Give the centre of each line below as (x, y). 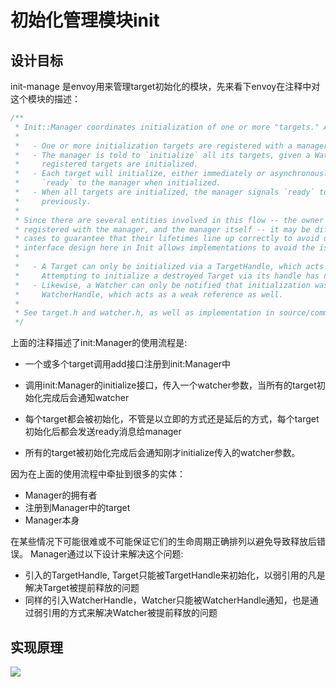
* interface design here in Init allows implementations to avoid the (164, 248)
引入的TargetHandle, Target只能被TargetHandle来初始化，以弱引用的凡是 (175, 575)
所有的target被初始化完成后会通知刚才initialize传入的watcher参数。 (162, 453)
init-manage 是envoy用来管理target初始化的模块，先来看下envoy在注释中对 (165, 86)
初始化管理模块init (85, 20)
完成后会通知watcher (86, 398)
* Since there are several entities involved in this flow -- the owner (169, 220)
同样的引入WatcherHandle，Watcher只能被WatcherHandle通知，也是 (167, 600)
